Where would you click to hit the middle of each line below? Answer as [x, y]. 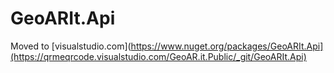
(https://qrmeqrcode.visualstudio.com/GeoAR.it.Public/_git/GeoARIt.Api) [158, 56]
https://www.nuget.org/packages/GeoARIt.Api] [227, 46]
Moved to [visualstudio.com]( [71, 46]
